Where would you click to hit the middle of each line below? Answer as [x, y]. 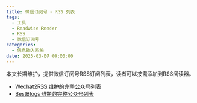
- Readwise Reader [35, 28]
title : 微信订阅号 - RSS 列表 [41, 12]
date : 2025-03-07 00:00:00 [40, 56]
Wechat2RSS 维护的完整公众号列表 [58, 86]
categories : [21, 45]
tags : [13, 17]
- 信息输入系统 [28, 51]
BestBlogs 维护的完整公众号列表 [54, 93]
